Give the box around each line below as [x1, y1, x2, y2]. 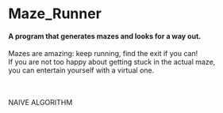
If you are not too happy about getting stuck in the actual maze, [8, 57, 216, 67]
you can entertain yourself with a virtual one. [8, 66, 155, 75]
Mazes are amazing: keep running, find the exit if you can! [8, 49, 198, 58]
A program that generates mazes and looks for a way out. [8, 31, 202, 40]
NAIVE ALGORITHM [8, 98, 73, 107]
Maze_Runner [8, 5, 102, 23]
